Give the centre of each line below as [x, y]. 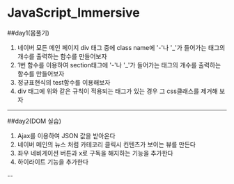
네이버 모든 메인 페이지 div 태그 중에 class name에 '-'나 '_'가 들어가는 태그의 [121, 47]
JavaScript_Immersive [74, 13]
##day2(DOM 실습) [34, 121]
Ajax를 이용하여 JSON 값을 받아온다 [67, 135]
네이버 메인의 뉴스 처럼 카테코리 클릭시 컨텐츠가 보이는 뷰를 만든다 [107, 144]
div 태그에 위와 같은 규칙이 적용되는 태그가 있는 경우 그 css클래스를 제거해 [117, 91]
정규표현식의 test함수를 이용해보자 [64, 82]
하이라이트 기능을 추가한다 [53, 162]
